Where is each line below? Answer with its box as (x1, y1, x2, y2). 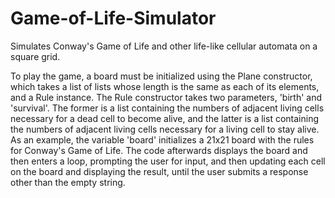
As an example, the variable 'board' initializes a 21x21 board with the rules (10, 133, 315, 146)
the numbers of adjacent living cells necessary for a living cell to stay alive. (10, 123, 320, 135)
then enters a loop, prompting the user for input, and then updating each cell (10, 155, 326, 167)
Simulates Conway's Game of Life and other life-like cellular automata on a (10, 40, 318, 52)
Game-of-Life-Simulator (10, 7, 217, 30)
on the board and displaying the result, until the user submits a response (10, 165, 309, 177)
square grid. (10, 50, 61, 62)
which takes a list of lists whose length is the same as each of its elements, (10, 80, 320, 92)
